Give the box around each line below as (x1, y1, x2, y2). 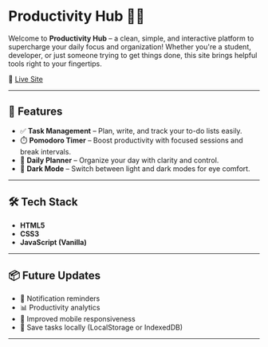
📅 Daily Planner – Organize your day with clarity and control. (19, 155, 219, 165)
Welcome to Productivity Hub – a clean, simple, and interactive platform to (8, 33, 254, 43)
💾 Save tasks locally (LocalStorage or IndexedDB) (19, 322, 183, 333)
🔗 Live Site (8, 74, 44, 84)
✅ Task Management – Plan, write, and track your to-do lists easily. (19, 126, 242, 135)
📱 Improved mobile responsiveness (19, 314, 136, 324)
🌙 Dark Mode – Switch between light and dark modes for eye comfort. (19, 163, 250, 173)
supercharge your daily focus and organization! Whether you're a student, (8, 41, 251, 51)
